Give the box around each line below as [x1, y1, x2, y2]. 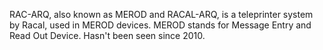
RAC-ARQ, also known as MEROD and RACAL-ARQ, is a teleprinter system [9, 9, 314, 20]
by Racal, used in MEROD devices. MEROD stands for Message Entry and [9, 19, 312, 31]
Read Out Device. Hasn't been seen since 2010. [9, 30, 206, 41]
